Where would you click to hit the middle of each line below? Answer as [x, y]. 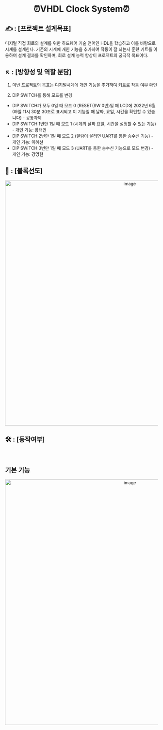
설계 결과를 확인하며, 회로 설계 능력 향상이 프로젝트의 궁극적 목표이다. [83, 55]
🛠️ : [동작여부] [25, 440]
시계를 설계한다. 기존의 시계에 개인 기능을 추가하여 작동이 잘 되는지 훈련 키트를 [79, 49]
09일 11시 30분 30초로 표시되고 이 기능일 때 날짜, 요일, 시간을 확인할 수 [79, 111]
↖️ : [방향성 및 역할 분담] [38, 72]
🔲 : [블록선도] [24, 171]
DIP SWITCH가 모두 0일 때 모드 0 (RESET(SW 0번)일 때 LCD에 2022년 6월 [84, 105]
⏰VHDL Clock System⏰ [81, 9]
